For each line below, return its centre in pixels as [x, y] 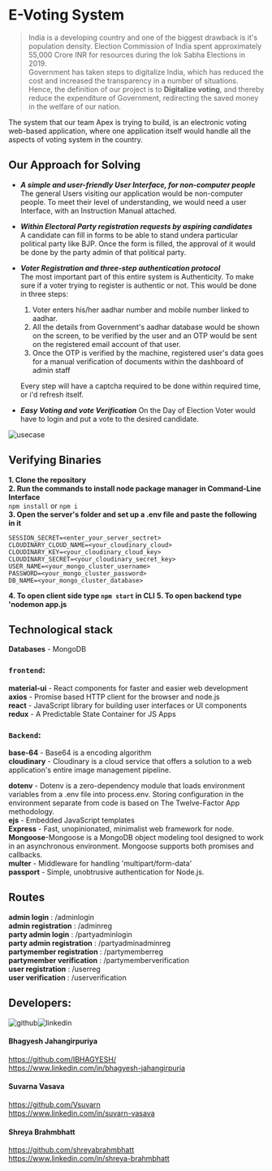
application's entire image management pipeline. [90, 770]
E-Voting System [66, 15]
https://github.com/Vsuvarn [55, 1104]
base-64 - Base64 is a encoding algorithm [80, 752]
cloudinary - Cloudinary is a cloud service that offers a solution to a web [130, 761]
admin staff [51, 370]
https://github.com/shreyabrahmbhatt [71, 1150]
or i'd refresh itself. [52, 394]
